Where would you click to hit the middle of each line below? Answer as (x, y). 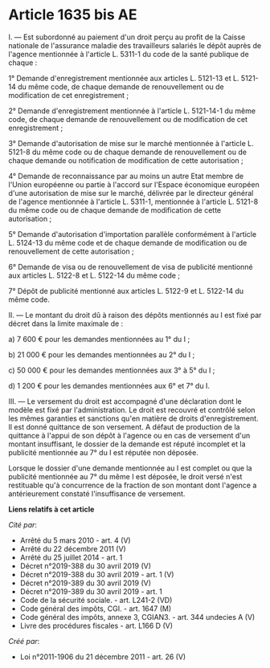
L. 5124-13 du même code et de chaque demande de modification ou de (128, 242)
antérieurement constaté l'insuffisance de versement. (97, 493)
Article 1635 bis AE (73, 15)
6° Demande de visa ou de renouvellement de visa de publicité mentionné (131, 267)
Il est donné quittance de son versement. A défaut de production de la (124, 426)
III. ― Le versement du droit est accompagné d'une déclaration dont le (125, 401)
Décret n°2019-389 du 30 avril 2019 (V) (85, 583)
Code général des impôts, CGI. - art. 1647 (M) (96, 609)
